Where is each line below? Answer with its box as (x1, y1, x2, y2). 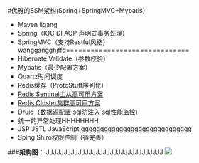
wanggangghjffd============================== (17, 46, 190, 54)
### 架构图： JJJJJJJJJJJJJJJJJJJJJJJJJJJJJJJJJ (7, 148, 163, 157)
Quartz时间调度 (17, 72, 63, 80)
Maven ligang (17, 21, 58, 28)
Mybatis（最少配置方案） (17, 63, 92, 71)
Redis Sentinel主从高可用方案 (17, 90, 104, 98)
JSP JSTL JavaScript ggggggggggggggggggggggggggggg (17, 125, 192, 133)
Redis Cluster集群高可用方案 (17, 99, 101, 107)
